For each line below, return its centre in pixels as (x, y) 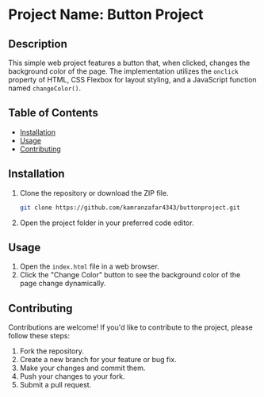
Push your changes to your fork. (72, 376)
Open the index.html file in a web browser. (90, 266)
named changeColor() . (45, 88)
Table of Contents (54, 113)
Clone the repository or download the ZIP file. (94, 193)
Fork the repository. (52, 351)
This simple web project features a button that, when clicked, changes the (129, 63)
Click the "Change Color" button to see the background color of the (130, 275)
